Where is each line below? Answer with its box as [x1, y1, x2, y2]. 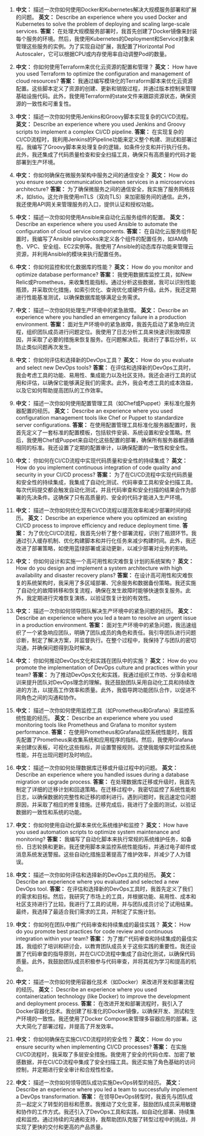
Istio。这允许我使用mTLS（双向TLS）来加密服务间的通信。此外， [31, 193, 194, 200]
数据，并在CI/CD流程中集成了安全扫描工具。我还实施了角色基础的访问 [21, 1058, 196, 1066]
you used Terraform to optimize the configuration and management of [15, 70, 191, 77]
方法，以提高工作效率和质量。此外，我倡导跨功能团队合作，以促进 [26, 686, 191, 693]
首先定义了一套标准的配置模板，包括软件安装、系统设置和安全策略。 [15, 429, 186, 436]
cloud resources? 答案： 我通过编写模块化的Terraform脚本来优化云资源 [15, 77, 193, 84]
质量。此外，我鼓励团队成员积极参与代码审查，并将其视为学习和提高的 [15, 958, 191, 965]
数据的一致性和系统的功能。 [15, 809, 85, 816]
